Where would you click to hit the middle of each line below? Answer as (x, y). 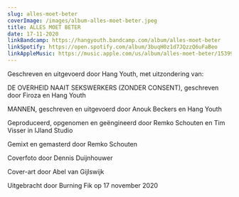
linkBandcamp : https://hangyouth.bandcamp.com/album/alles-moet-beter (114, 41)
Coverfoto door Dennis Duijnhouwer (60, 158)
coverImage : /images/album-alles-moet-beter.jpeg (83, 21)
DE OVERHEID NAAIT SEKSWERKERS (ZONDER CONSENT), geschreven (113, 87)
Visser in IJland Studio (40, 130)
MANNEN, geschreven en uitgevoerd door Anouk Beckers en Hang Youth (115, 109)
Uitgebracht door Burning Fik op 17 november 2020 (83, 185)
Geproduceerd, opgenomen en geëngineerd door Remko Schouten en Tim (116, 122)
